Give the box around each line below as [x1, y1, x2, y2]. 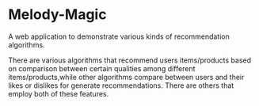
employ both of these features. [8, 89, 109, 98]
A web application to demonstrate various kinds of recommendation [8, 32, 230, 41]
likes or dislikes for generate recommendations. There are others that [8, 81, 234, 90]
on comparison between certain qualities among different [8, 63, 196, 73]
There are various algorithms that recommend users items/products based [8, 55, 252, 65]
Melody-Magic [8, 6, 107, 24]
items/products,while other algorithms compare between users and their [8, 72, 245, 81]
